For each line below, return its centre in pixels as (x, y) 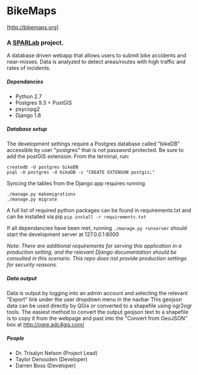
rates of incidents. (29, 68)
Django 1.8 (28, 115)
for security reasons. (32, 265)
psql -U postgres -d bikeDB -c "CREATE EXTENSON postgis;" (81, 173)
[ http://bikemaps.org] (33, 27)
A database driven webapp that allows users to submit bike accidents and (97, 56)
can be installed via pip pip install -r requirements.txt (77, 216)
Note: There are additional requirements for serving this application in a (94, 246)
